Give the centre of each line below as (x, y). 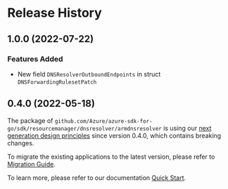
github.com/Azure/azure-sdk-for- (103, 121)
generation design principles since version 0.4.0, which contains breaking (114, 136)
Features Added (35, 59)
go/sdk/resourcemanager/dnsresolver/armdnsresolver (84, 129)
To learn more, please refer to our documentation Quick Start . (97, 178)
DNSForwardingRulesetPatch (57, 82)
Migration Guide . (32, 164)
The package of (30, 120)
